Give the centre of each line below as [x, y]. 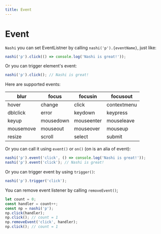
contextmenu [122, 105]
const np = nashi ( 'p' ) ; [29, 208]
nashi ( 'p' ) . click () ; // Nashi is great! [47, 75]
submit [114, 137]
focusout [122, 96]
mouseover [87, 129]
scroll [47, 137]
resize [15, 137]
